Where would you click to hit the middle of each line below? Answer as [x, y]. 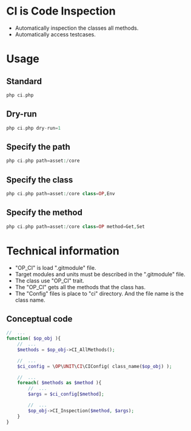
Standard [24, 81]
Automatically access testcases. [55, 34]
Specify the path [39, 147]
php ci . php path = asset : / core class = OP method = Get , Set [76, 226]
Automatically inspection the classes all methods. [77, 28]
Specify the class [40, 180]
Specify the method [45, 212]
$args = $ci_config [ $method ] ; [66, 394]
